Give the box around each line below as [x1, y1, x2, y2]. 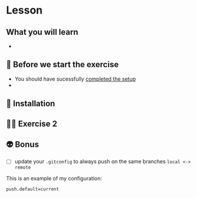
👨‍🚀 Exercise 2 [6, 118, 58, 128]
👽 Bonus [6, 139, 40, 149]
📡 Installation [6, 98, 55, 109]
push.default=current [6, 186, 60, 192]
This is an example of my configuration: [6, 175, 102, 182]
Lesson [6, 4, 43, 17]
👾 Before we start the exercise [6, 60, 119, 70]
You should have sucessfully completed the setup [14, 75, 136, 82]
